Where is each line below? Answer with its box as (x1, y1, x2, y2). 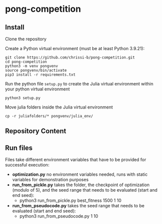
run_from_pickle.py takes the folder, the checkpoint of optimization (12, 182, 150, 188)
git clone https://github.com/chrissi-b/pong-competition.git (5, 55, 135, 60)
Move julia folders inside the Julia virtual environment (5, 104, 113, 110)
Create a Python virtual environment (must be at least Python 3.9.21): (5, 46, 145, 51)
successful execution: (5, 162, 50, 168)
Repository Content (5, 127, 66, 136)
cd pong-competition (5, 59, 48, 64)
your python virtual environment (5, 86, 70, 92)
